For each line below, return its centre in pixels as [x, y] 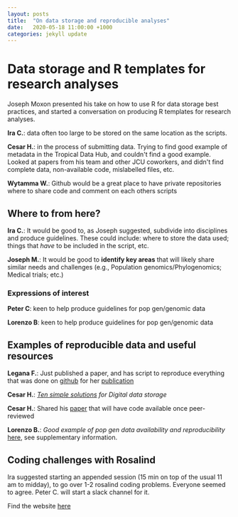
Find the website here [39, 506]
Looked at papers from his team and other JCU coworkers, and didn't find [115, 162]
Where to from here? [54, 214]
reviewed [21, 416]
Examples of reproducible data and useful [102, 345]
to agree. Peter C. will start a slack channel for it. [79, 492]
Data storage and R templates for [107, 69]
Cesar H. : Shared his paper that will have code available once [98, 409]
